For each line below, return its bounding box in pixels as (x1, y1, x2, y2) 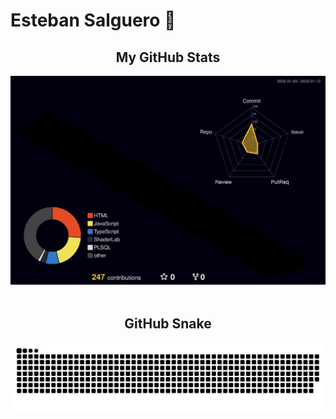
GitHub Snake (124, 315, 212, 332)
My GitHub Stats (115, 49, 221, 66)
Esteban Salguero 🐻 (10, 9, 177, 32)
